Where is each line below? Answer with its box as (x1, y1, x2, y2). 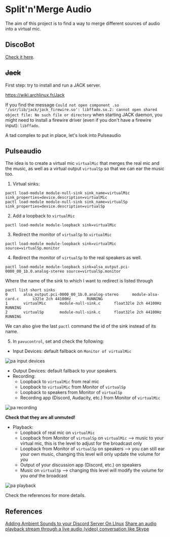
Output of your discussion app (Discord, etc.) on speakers (20, 462, 142, 468)
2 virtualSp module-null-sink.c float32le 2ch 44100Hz (5, 310, 162, 315)
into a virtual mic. (5, 25, 41, 31)
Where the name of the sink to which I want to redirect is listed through (5, 278, 153, 284)
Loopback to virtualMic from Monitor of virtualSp (20, 384, 126, 390)
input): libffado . (5, 122, 39, 128)
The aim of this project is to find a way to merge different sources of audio (5, 20, 160, 26)
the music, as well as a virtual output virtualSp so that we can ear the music (5, 166, 164, 172)
